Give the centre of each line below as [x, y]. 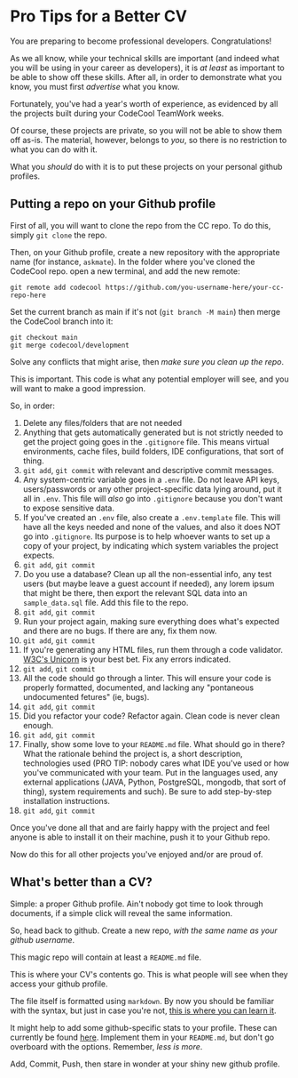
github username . [43, 939]
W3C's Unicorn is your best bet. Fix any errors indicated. [127, 659]
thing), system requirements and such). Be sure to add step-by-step [147, 791]
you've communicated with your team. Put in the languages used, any [150, 772]
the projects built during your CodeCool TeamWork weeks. [117, 113]
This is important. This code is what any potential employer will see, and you [149, 379]
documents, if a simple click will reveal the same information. [122, 913]
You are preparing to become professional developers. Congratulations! [141, 41]
